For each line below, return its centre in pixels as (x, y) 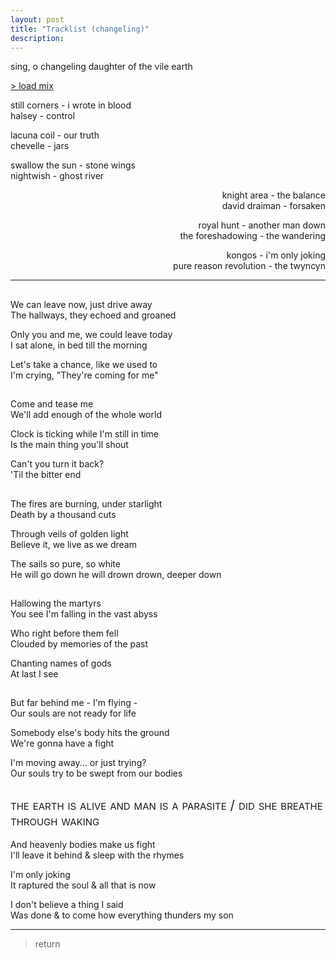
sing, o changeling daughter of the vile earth (101, 67)
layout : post (37, 19)
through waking (55, 820)
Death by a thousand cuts (63, 514)
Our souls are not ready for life (73, 713)
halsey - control (43, 116)
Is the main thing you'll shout (69, 445)
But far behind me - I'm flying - (74, 703)
